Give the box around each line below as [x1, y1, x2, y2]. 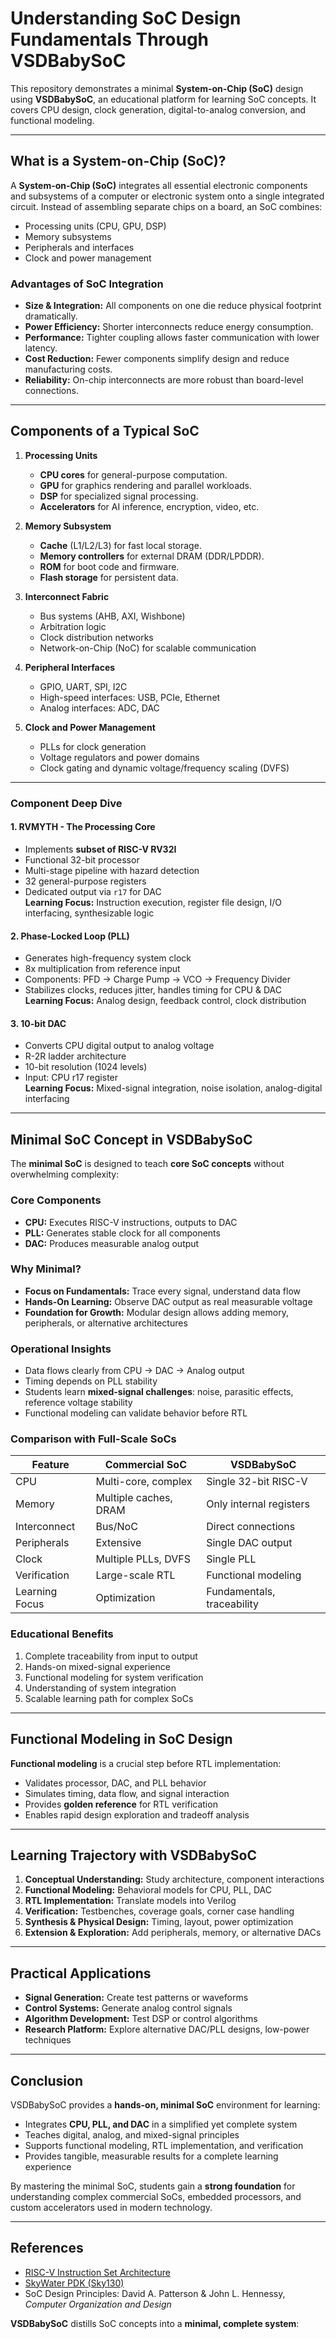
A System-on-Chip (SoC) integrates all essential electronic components [10, 179, 308, 191]
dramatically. [24, 310, 78, 322]
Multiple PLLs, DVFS [95, 1552, 191, 1566]
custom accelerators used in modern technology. [10, 2201, 213, 2213]
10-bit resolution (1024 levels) [24, 1061, 148, 1073]
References [10, 2240, 84, 2257]
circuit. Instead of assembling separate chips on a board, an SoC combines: [10, 200, 323, 212]
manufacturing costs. [24, 363, 113, 376]
